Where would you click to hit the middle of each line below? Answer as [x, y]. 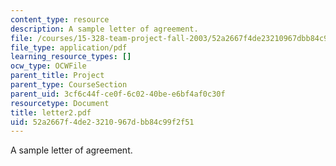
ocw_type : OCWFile [48, 66]
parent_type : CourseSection [69, 85]
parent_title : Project [57, 76]
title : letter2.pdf [51, 112]
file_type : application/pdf [69, 47]
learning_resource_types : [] [71, 57]
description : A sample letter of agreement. [104, 29]
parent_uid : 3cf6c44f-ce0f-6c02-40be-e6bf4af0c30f [118, 94]
